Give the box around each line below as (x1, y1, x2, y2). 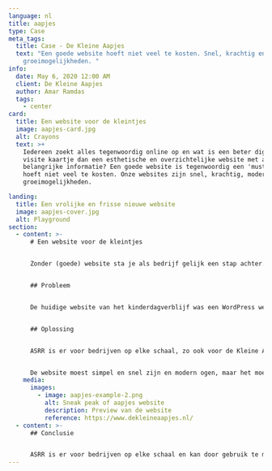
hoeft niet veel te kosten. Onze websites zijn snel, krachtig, (23, 171, 244, 179)
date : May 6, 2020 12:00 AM (15, 72, 111, 80)
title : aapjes (8, 19, 57, 28)
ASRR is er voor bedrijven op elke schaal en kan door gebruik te (29, 451, 259, 459)
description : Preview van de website (44, 406, 172, 414)
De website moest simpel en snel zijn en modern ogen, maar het (29, 369, 252, 377)
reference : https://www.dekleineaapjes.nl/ (44, 413, 194, 422)
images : (29, 383, 57, 392)
